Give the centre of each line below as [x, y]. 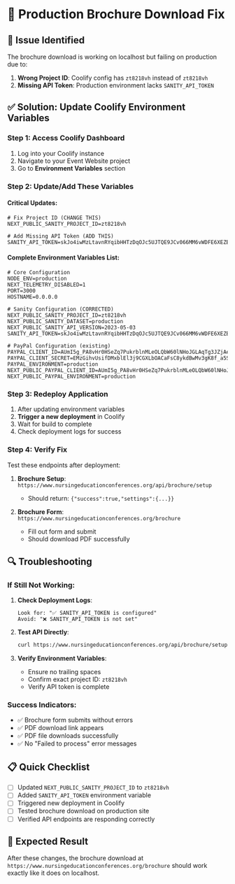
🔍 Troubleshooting [50, 562]
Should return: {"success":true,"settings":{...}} [101, 498]
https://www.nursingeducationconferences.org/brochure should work [107, 866]
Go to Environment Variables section [71, 168]
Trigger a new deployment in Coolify [71, 417]
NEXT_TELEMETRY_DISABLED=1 [47, 285]
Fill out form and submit [62, 532]
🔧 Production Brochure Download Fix [116, 14]
